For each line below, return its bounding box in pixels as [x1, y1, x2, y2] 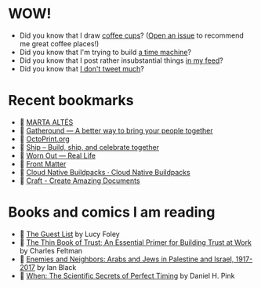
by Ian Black [36, 262, 77, 272]
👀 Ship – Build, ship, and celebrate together [19, 142, 159, 151]
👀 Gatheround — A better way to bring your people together [19, 126, 213, 135]
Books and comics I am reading [8, 203, 216, 221]
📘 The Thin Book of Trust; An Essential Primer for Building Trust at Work [19, 237, 252, 247]
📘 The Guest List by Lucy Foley [19, 229, 120, 239]
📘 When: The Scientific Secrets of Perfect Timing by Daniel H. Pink [19, 271, 235, 280]
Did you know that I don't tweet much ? [19, 64, 145, 73]
